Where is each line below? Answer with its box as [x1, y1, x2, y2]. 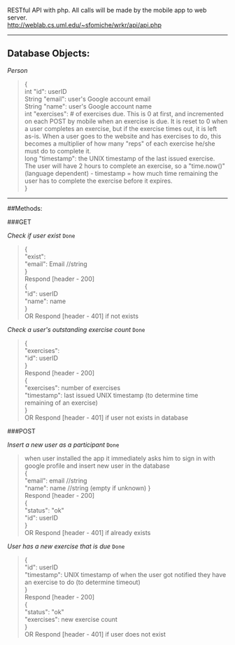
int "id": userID [24, 87, 68, 95]
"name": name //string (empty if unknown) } [24, 483, 151, 492]
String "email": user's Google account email [24, 95, 151, 103]
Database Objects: [7, 48, 90, 60]
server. [7, 13, 28, 22]
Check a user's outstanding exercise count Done [7, 325, 145, 333]
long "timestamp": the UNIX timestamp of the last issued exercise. [24, 154, 215, 162]
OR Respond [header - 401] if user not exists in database [24, 413, 189, 422]
